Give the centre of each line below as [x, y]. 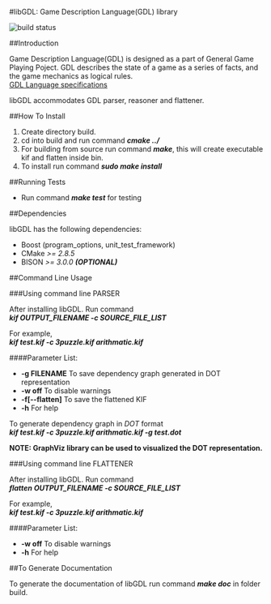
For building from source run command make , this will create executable [142, 149]
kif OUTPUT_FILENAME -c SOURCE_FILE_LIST [88, 318]
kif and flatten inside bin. [62, 158]
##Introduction [34, 43]
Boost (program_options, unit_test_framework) [98, 245]
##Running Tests [38, 182]
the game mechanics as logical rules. [71, 76]
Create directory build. [58, 132]
